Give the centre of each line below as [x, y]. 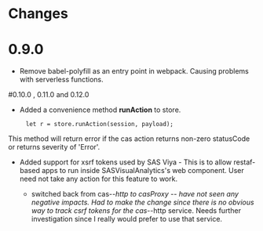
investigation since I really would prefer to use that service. [126, 219]
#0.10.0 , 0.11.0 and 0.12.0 [49, 95]
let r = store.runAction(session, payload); [100, 125]
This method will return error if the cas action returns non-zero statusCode [129, 139]
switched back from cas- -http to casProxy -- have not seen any [135, 194]
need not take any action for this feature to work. [99, 179]
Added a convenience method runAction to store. [100, 110]
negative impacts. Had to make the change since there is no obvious [142, 202]
